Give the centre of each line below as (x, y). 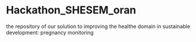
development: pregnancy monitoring (50, 32)
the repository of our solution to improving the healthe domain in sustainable (98, 26)
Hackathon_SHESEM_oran (71, 10)
